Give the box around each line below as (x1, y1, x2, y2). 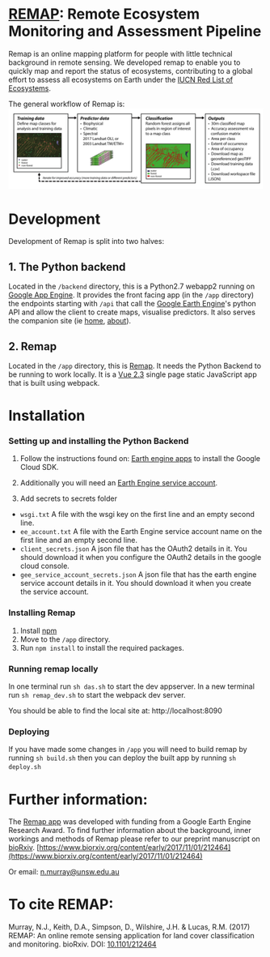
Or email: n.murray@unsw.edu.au (8, 867, 120, 877)
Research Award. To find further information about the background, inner (8, 826, 252, 835)
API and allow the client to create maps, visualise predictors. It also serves (8, 307, 256, 317)
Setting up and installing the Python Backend (8, 435, 189, 446)
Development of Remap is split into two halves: (8, 237, 164, 246)
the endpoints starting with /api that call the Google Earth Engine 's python (8, 299, 256, 309)
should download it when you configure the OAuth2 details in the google (19, 553, 262, 562)
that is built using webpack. (8, 378, 100, 387)
